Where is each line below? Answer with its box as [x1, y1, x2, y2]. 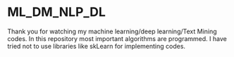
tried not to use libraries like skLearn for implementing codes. [7, 42, 185, 50]
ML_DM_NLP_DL [7, 4, 106, 20]
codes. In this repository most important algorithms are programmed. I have [7, 34, 227, 42]
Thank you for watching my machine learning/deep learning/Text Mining [7, 27, 217, 35]
